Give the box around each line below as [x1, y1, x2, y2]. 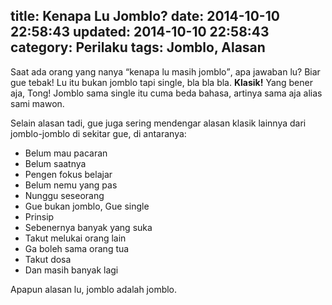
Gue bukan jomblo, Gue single [24, 200, 150, 212]
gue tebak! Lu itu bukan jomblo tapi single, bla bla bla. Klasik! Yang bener [10, 76, 313, 88]
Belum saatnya [24, 157, 87, 169]
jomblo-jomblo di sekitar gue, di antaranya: [10, 127, 187, 139]
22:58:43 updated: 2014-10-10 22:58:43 [10, 24, 270, 41]
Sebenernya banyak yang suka [24, 221, 153, 233]
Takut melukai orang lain [24, 232, 127, 244]
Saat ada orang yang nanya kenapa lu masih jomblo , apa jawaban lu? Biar [10, 65, 321, 78]
